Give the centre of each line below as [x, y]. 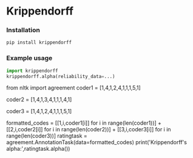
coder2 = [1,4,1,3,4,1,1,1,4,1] [39, 100]
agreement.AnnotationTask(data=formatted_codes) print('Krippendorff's [96, 142]
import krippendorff [32, 71]
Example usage [29, 58]
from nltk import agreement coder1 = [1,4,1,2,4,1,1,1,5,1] [73, 88]
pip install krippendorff [39, 43]
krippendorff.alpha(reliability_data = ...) [61, 76]
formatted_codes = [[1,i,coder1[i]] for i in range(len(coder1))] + [84, 123]
